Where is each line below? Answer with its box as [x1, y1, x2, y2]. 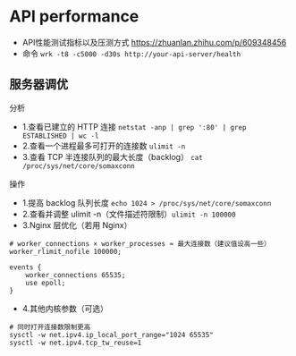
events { [9, 262, 42, 272]
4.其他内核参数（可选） [21, 302, 109, 314]
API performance [9, 6, 140, 27]
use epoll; [25, 278, 66, 287]
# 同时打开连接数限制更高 [9, 322, 91, 332]
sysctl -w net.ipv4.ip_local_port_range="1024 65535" [9, 330, 215, 339]
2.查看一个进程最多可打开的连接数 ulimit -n [21, 140, 186, 151]
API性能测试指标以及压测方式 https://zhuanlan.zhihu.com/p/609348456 [21, 37, 287, 47]
